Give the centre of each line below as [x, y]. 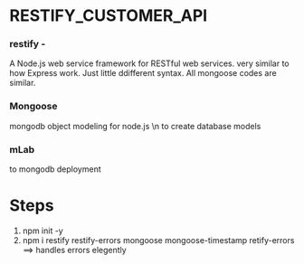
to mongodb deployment [55, 169]
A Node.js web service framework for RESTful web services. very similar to [149, 63]
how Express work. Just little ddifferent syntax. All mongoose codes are [143, 73]
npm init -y [43, 231]
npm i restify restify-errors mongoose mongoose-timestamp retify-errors [158, 240]
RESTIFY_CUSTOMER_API [109, 16]
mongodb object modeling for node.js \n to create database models [135, 126]
